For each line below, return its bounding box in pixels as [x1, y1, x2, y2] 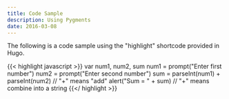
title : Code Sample [7, 10, 63, 17]
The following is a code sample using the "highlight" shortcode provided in [7, 42, 219, 50]
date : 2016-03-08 [7, 23, 57, 30]
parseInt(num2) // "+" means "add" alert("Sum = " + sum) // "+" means [7, 77, 210, 85]
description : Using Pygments [7, 16, 91, 23]
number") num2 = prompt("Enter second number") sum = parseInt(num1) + [7, 69, 221, 78]
